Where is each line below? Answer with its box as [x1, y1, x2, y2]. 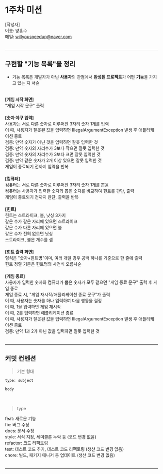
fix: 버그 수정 [5, 421, 30, 427]
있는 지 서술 [17, 80, 40, 86]
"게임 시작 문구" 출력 [5, 102, 44, 108]
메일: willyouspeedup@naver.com [5, 34, 72, 39]
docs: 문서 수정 [5, 428, 34, 434]
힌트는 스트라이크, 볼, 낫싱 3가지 [5, 212, 66, 218]
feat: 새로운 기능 [5, 415, 36, 421]
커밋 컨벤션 [5, 355, 36, 363]
